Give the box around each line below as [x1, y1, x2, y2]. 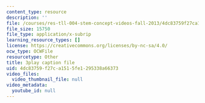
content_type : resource [6, 8, 67, 15]
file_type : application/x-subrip [6, 32, 92, 38]
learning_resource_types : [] [6, 37, 81, 43]
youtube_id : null [12, 88, 56, 94]
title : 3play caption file [6, 59, 75, 65]
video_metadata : [6, 82, 48, 88]
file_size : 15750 [6, 25, 51, 32]
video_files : [6, 71, 40, 77]
